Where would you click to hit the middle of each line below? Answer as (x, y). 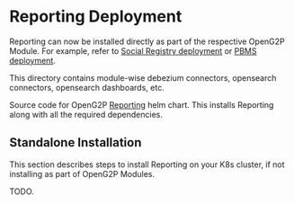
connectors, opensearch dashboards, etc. (87, 87)
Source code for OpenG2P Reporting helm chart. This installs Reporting (142, 104)
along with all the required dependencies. (86, 114)
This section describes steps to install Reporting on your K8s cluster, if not (147, 164)
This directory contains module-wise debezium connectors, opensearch (143, 77)
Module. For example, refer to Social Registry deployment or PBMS (133, 50)
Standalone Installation (76, 142)
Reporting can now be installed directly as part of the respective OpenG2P (147, 41)
